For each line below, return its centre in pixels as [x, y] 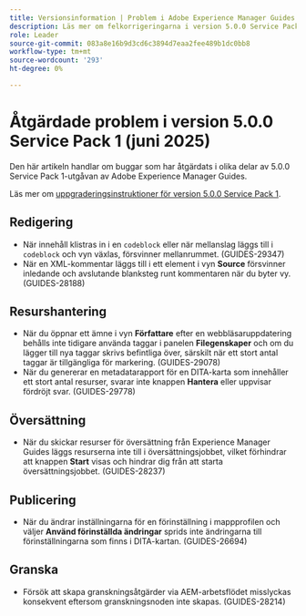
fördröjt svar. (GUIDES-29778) [79, 392]
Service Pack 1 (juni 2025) [110, 141]
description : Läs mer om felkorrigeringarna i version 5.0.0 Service [144, 26]
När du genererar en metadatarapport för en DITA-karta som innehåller [155, 372]
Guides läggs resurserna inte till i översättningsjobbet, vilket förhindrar [154, 452]
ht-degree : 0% [36, 69]
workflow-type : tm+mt [51, 52]
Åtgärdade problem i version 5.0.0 [142, 122]
